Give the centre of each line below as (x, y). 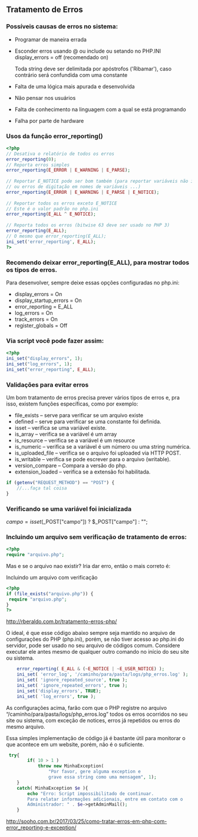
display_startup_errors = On (48, 300)
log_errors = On (34, 313)
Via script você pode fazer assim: (55, 340)
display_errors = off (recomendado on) (62, 57)
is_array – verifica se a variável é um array (66, 434)
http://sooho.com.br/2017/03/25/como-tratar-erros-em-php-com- (87, 822)
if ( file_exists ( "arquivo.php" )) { (50, 593)
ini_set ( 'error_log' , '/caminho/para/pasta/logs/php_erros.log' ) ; (103, 674)
